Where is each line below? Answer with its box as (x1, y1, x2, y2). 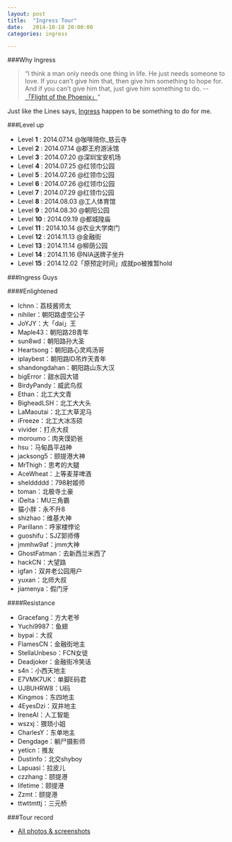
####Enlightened (7, 287, 58, 296)
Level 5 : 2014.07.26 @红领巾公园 (17, 171, 115, 179)
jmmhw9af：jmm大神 (17, 541, 80, 549)
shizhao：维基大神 (17, 514, 72, 522)
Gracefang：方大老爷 (17, 613, 80, 622)
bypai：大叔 (17, 631, 53, 640)
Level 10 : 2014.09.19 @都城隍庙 (17, 215, 111, 224)
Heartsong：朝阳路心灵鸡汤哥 (17, 346, 105, 354)
